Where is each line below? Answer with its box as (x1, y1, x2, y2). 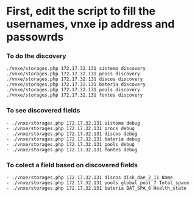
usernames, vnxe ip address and (6, 17, 175, 31)
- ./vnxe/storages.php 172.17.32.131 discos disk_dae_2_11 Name (6, 175, 173, 181)
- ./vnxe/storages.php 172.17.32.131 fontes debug (6, 147, 138, 153)
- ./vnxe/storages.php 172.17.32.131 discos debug (6, 131, 138, 137)
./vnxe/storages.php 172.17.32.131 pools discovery (6, 87, 140, 93)
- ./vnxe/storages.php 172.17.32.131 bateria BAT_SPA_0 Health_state (6, 185, 187, 192)
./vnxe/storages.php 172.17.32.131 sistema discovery (6, 66, 146, 72)
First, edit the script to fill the (6, 4, 156, 18)
